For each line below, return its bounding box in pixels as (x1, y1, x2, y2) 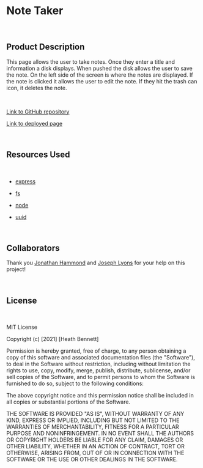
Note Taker (6, 4, 64, 18)
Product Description (6, 42, 85, 52)
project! (6, 266, 26, 273)
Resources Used (6, 150, 70, 160)
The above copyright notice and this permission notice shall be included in (6, 392, 194, 399)
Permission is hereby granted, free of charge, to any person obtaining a (6, 347, 186, 355)
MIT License (6, 323, 38, 331)
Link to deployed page (6, 120, 63, 127)
